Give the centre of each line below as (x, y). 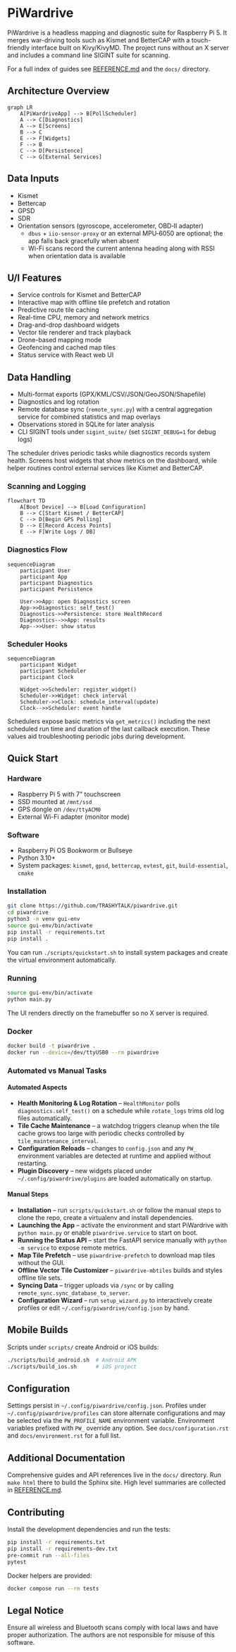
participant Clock (47, 677)
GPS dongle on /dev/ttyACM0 (59, 809)
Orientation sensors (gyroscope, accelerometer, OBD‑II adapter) (111, 226)
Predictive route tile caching (58, 310)
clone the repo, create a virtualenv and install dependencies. (105, 1218)
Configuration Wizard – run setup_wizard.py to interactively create (115, 1301)
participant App (44, 577)
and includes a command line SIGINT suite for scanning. (89, 55)
